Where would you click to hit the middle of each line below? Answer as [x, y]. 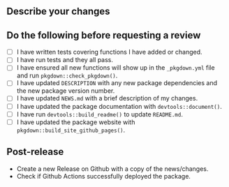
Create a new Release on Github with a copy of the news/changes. [112, 169]
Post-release [35, 152]
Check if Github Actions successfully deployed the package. [104, 176]
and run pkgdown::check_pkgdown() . [67, 75]
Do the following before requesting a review [104, 35]
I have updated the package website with [76, 122]
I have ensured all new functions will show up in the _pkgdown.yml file [116, 68]
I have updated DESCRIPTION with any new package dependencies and [117, 83]
